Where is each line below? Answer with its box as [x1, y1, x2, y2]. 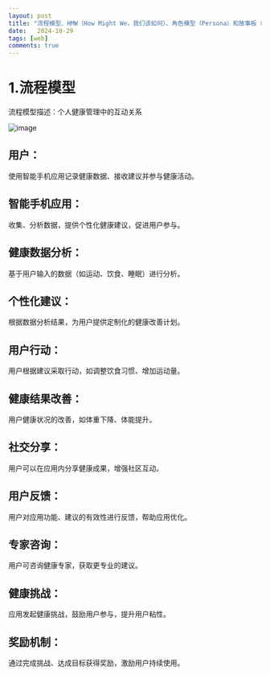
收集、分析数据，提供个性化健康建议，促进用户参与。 [8, 220, 185, 229]
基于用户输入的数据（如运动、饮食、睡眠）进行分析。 [8, 269, 185, 278]
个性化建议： [8, 294, 72, 308]
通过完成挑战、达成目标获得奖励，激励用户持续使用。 [8, 658, 185, 668]
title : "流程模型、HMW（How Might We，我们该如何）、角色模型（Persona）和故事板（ [8, 19, 264, 27]
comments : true [8, 42, 59, 50]
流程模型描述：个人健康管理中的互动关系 [8, 107, 142, 117]
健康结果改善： [8, 392, 83, 405]
